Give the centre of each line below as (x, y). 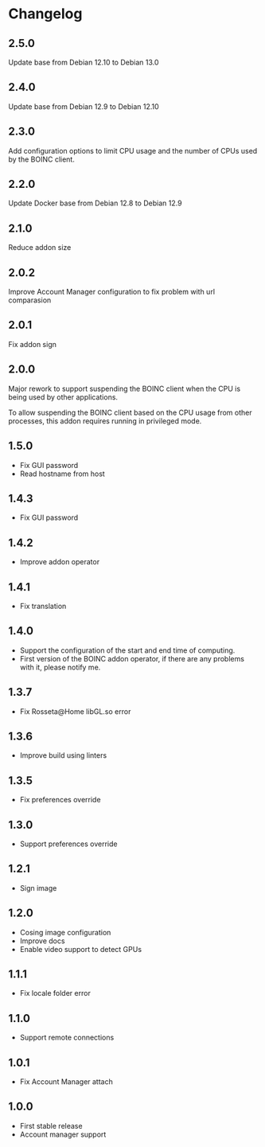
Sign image (38, 888)
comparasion (30, 300)
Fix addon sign (33, 344)
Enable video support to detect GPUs (80, 949)
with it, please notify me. (60, 667)
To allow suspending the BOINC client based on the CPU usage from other (130, 412)
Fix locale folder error (55, 993)
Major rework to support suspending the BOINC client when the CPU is (125, 388)
